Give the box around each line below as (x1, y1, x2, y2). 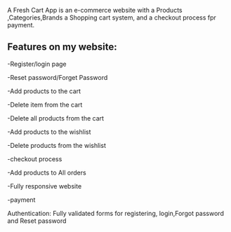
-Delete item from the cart (7, 100, 83, 109)
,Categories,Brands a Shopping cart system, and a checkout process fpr (7, 13, 216, 22)
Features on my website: (7, 41, 117, 53)
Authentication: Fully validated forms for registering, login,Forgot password (7, 209, 225, 217)
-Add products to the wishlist (7, 128, 91, 136)
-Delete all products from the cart (7, 114, 104, 122)
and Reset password (7, 217, 67, 225)
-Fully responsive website (7, 182, 82, 190)
